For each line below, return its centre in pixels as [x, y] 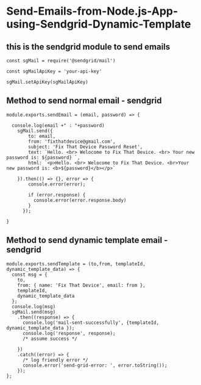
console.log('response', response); [69, 333]
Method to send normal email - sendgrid [84, 101]
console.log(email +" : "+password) [58, 125]
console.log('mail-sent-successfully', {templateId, [91, 322]
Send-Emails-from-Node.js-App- [92, 11]
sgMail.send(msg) [34, 312]
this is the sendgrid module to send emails [88, 47]
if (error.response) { [57, 195]
